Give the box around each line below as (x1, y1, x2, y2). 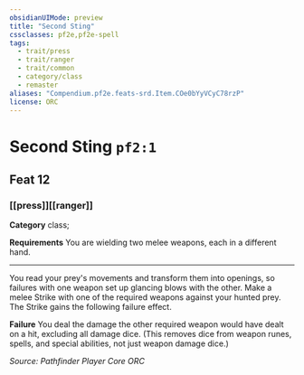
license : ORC (9, 97, 59, 107)
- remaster (17, 80, 59, 89)
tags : (9, 38, 30, 48)
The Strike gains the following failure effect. (9, 302, 172, 313)
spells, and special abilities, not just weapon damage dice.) (9, 338, 229, 349)
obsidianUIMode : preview (9, 13, 103, 23)
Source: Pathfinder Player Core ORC (9, 356, 146, 367)
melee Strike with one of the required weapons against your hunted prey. (9, 292, 281, 303)
